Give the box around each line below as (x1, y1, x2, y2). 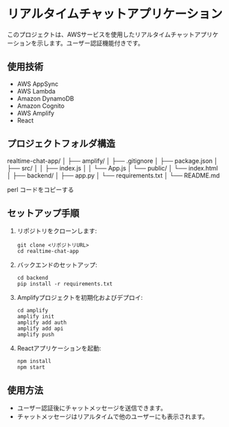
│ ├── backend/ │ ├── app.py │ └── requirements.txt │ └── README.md (7, 171, 220, 179)
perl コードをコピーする (7, 185, 74, 193)
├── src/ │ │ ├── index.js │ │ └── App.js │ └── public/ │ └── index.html (7, 164, 218, 172)
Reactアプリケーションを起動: (16, 344, 101, 353)
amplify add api (16, 325, 64, 332)
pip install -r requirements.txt (16, 281, 113, 287)
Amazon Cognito (16, 101, 65, 110)
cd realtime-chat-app (16, 248, 79, 255)
